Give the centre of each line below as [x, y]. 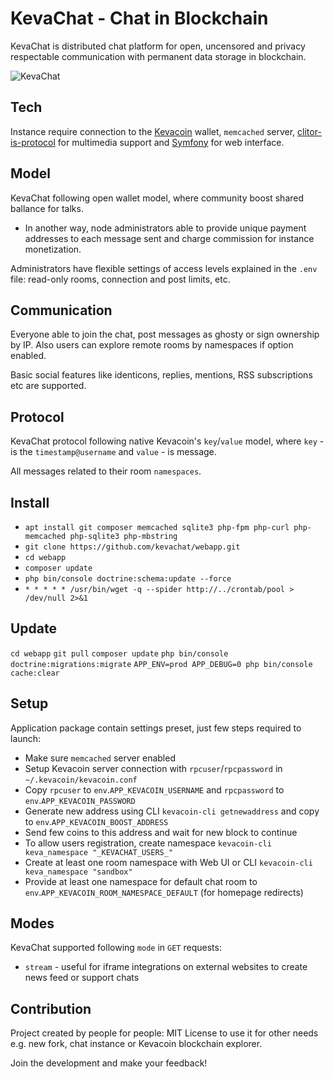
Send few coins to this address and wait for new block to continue [161, 832]
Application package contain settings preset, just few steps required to [156, 728]
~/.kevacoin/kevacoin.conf [81, 780]
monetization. [53, 249]
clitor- [309, 131]
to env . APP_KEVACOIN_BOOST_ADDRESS [96, 821]
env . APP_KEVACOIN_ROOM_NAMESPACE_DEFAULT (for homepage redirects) [164, 892]
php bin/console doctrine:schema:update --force [128, 579]
